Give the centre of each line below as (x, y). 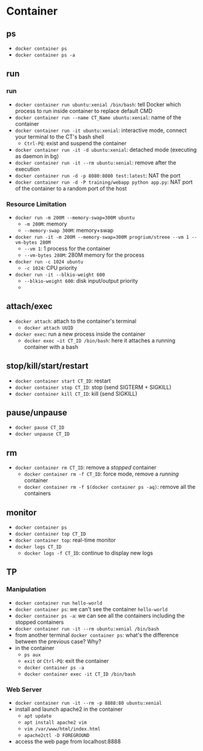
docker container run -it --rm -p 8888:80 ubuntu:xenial (88, 704)
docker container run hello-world (58, 603)
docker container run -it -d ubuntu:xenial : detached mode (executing (106, 150)
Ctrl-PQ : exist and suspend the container (75, 143)
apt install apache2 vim (55, 723)
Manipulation (26, 589)
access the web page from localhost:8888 (68, 742)
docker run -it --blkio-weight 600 (60, 275)
